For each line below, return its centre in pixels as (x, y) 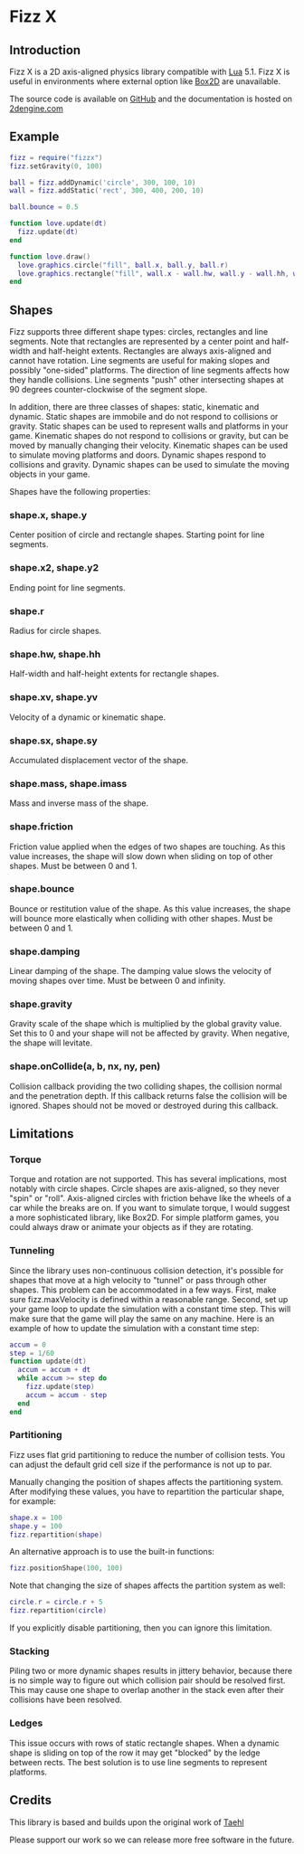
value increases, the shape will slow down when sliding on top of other (141, 856)
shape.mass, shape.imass (68, 783)
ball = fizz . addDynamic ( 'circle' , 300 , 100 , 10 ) (103, 183)
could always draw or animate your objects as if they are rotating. (131, 1227)
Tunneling (32, 1251)
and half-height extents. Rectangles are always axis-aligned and (152, 351)
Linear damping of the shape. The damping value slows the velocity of (141, 971)
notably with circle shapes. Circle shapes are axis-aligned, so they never (145, 1189)
